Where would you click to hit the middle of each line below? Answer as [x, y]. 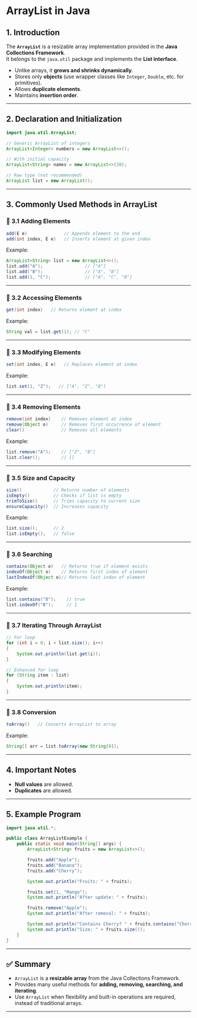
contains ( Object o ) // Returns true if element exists [77, 566]
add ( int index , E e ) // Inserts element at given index [78, 239]
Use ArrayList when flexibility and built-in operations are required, [95, 997]
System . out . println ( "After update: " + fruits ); [88, 897]
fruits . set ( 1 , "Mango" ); [57, 892]
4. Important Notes [41, 770]
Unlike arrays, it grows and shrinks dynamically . [74, 70]
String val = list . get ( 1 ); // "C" [48, 332]
